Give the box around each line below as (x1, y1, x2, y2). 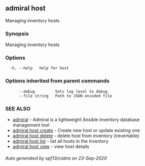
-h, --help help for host (10, 66, 69, 71)
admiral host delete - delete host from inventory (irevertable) (12, 133, 139, 139)
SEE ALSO (5, 105, 31, 112)
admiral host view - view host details (12, 144, 90, 149)
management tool (12, 122, 50, 128)
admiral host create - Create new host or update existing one (12, 128, 140, 133)
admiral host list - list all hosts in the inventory (12, 138, 109, 144)
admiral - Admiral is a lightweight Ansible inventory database (12, 116, 140, 122)
